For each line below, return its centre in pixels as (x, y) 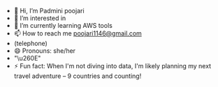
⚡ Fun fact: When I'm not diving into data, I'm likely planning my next (112, 66)
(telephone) (30, 43)
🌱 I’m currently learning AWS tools (63, 25)
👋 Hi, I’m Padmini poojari (49, 11)
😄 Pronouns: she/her (44, 51)
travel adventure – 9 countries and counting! (78, 76)
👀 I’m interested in (40, 18)
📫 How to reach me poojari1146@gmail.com (78, 33)
